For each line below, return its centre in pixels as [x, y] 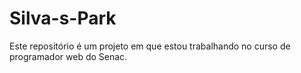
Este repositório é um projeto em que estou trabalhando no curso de [150, 46]
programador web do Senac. [68, 56]
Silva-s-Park [63, 18]
